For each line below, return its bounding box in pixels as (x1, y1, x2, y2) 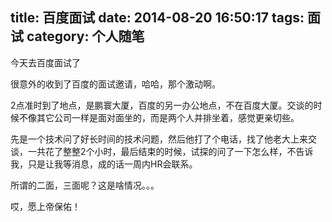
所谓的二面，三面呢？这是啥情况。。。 (10, 179, 160, 191)
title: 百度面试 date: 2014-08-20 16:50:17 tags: (10, 9, 305, 27)
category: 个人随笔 (26, 28, 145, 45)
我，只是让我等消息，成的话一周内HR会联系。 (10, 158, 198, 170)
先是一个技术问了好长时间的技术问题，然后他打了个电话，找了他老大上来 (10, 133, 308, 145)
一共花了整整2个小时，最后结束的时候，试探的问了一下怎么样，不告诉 (27, 145, 314, 157)
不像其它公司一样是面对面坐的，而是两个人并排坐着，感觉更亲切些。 (18, 111, 300, 123)
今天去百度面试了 (10, 56, 81, 68)
